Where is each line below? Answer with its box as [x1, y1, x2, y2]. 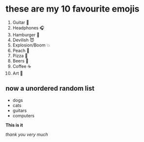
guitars [12, 108, 27, 113]
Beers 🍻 [12, 58, 29, 63]
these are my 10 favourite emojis [5, 3, 140, 15]
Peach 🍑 [12, 47, 30, 53]
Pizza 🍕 [12, 52, 28, 59]
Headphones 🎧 [12, 25, 45, 31]
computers [12, 112, 35, 118]
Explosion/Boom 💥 [12, 42, 51, 48]
